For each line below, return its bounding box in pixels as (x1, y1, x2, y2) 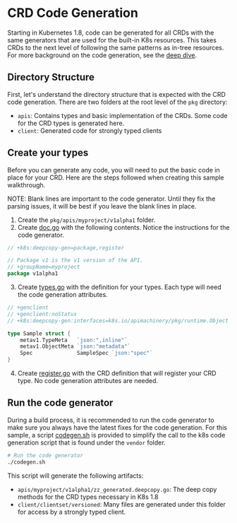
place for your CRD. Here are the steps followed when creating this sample (7, 173, 224, 182)
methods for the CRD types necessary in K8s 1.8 (17, 493, 159, 501)
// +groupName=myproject (7, 264, 80, 271)
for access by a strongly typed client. (17, 507, 126, 516)
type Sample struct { (7, 330, 71, 337)
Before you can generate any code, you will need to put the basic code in (7, 165, 220, 174)
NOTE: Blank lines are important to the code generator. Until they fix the (7, 194, 216, 203)
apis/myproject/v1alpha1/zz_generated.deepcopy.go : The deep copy (17, 485, 217, 493)
